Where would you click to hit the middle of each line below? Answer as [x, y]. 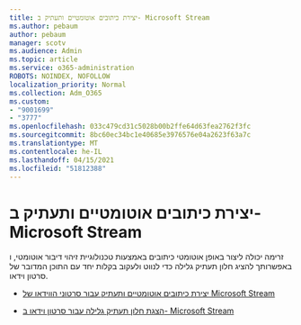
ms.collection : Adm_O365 [56, 93]
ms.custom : [30, 101]
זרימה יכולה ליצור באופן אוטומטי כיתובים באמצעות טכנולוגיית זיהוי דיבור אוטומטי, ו [147, 257]
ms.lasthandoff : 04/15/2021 [62, 160]
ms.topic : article [44, 59]
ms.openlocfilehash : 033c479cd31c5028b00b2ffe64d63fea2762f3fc [130, 127]
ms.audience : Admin [46, 51]
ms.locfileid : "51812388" [58, 168]
